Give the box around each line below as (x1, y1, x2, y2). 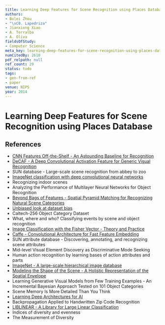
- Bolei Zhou (5, 16, 32, 21)
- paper (5, 80, 21, 85)
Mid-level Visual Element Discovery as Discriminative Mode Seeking (12, 247, 150, 253)
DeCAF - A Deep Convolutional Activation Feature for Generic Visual (12, 158, 151, 164)
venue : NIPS (5, 84, 29, 90)
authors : (5, 12, 23, 17)
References (5, 140, 41, 149)
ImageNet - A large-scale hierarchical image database (12, 263, 122, 269)
